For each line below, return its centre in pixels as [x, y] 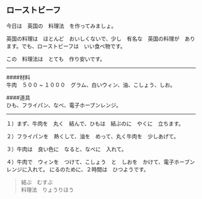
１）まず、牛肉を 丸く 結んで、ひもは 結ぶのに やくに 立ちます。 [95, 123]
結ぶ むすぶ [37, 182]
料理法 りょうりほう [47, 189]
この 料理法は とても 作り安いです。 [56, 59]
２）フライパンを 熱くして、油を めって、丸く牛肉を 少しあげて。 [93, 136]
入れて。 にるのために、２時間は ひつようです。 [88, 169]
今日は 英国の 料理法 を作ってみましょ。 [62, 26]
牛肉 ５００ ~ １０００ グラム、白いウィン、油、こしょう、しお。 [91, 85]
